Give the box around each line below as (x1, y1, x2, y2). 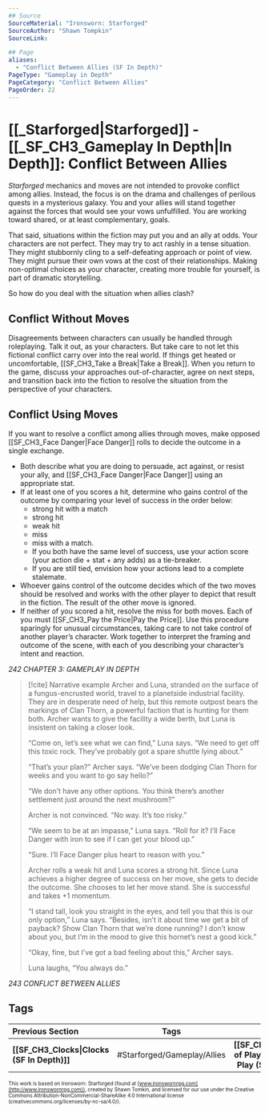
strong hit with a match (31, 504, 108, 514)
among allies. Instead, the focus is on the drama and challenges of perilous (8, 189, 256, 199)
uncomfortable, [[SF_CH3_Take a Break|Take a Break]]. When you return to (8, 358, 255, 369)
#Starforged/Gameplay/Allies (117, 1049, 227, 1060)
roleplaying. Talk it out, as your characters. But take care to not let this (8, 342, 239, 351)
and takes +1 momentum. (27, 891, 112, 901)
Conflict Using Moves (8, 407, 118, 421)
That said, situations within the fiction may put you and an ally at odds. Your (8, 230, 258, 241)
